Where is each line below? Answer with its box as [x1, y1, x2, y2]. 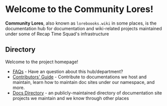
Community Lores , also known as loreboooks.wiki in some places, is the [5, 20, 157, 26]
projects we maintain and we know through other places [12, 95, 129, 101]
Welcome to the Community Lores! [5, 4, 153, 15]
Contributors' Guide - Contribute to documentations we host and [12, 74, 147, 80]
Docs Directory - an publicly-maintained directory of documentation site [12, 89, 162, 96]
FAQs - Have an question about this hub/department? [12, 68, 123, 74]
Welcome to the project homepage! [5, 59, 78, 65]
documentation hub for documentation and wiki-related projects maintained [5, 25, 162, 31]
